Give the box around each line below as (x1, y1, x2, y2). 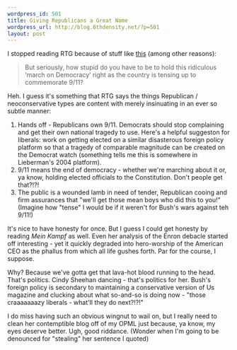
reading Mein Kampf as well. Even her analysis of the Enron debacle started (7, 232, 229, 240)
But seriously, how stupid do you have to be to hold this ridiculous (24, 63, 217, 71)
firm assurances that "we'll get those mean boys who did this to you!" (17, 196, 221, 204)
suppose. (7, 255, 35, 263)
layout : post (7, 30, 46, 37)
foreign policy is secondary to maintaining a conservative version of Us (7, 284, 214, 292)
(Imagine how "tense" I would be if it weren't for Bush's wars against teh (17, 203, 229, 212)
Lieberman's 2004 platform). (17, 158, 102, 167)
